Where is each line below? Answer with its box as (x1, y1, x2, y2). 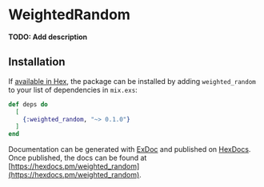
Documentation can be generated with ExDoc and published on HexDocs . (8, 145, 251, 154)
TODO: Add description (8, 32, 88, 42)
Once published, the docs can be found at (8, 153, 147, 163)
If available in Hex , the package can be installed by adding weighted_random (8, 76, 256, 86)
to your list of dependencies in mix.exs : (8, 85, 138, 94)
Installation (8, 55, 66, 69)
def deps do (8, 100, 48, 109)
